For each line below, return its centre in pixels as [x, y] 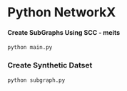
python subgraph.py [36, 80]
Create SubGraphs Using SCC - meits [64, 32]
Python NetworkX [62, 12]
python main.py [30, 48]
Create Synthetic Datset [50, 65]
